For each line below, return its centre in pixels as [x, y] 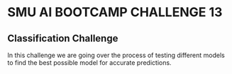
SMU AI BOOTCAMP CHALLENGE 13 [115, 12]
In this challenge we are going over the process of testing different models [116, 55]
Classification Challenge [63, 38]
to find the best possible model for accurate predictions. [89, 63]
